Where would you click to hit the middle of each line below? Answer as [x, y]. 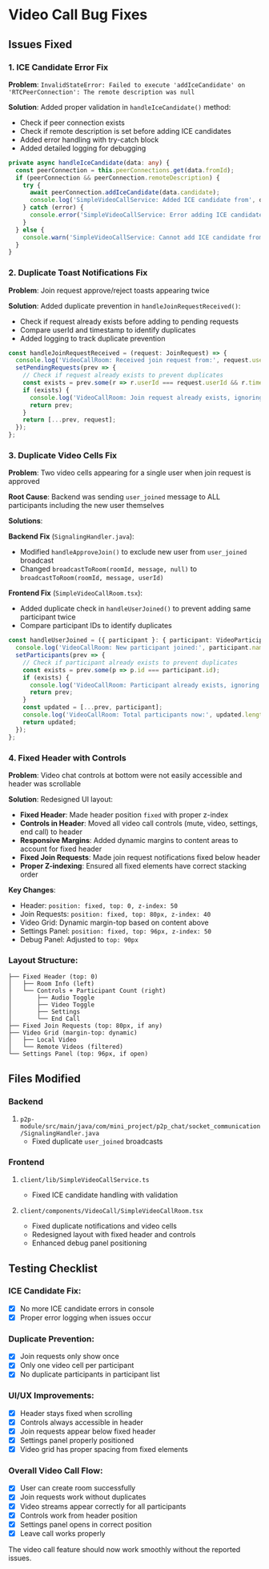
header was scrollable [45, 784]
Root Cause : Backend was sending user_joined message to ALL [114, 497]
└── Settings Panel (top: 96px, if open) [78, 1054]
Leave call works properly [62, 1533]
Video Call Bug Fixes [78, 15]
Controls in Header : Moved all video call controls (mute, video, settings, [139, 823]
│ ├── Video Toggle [51, 1005]
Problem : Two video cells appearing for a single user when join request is [130, 473]
